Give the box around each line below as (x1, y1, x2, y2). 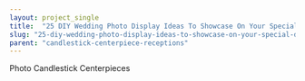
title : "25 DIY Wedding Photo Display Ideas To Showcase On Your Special (9, 22, 299, 31)
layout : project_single (9, 13, 100, 22)
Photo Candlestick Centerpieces (9, 63, 131, 74)
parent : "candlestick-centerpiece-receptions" (9, 38, 189, 48)
